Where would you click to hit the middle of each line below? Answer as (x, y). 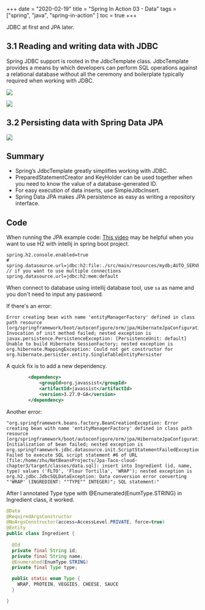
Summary (25, 156)
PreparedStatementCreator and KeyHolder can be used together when (104, 177)
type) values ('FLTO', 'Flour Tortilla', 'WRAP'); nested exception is (99, 471)
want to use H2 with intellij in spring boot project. (68, 244)
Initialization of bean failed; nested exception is (75, 444)
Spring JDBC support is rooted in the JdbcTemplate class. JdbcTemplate (98, 61)
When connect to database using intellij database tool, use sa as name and (100, 288)
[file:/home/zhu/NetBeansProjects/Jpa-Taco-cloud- (72, 460)
